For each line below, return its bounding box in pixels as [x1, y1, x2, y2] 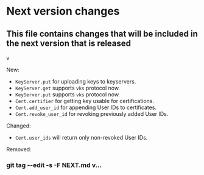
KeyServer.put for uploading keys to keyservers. [15, 78, 136, 85]
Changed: [6, 122, 31, 129]
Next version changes [6, 4, 120, 18]
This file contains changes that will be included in [6, 29, 198, 39]
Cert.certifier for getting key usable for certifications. [15, 98, 154, 104]
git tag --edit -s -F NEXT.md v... [6, 160, 102, 169]
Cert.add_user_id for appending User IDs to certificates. [15, 104, 157, 111]
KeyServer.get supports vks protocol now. [15, 84, 121, 91]
